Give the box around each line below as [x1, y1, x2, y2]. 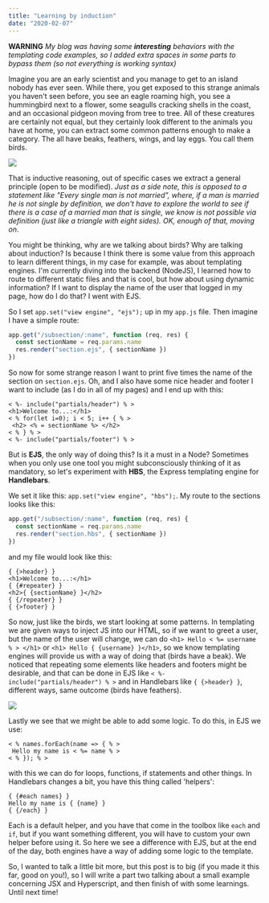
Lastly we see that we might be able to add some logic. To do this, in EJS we [8, 716, 261, 725]
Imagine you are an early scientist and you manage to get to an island [8, 74, 238, 84]
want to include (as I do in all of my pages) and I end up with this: [8, 385, 224, 394]
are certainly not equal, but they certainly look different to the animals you [8, 117, 253, 126]
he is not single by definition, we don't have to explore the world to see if [8, 199, 249, 208]
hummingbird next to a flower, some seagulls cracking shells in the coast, [8, 100, 251, 109]
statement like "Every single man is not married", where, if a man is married [8, 190, 259, 199]
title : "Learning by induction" [8, 11, 116, 20]
